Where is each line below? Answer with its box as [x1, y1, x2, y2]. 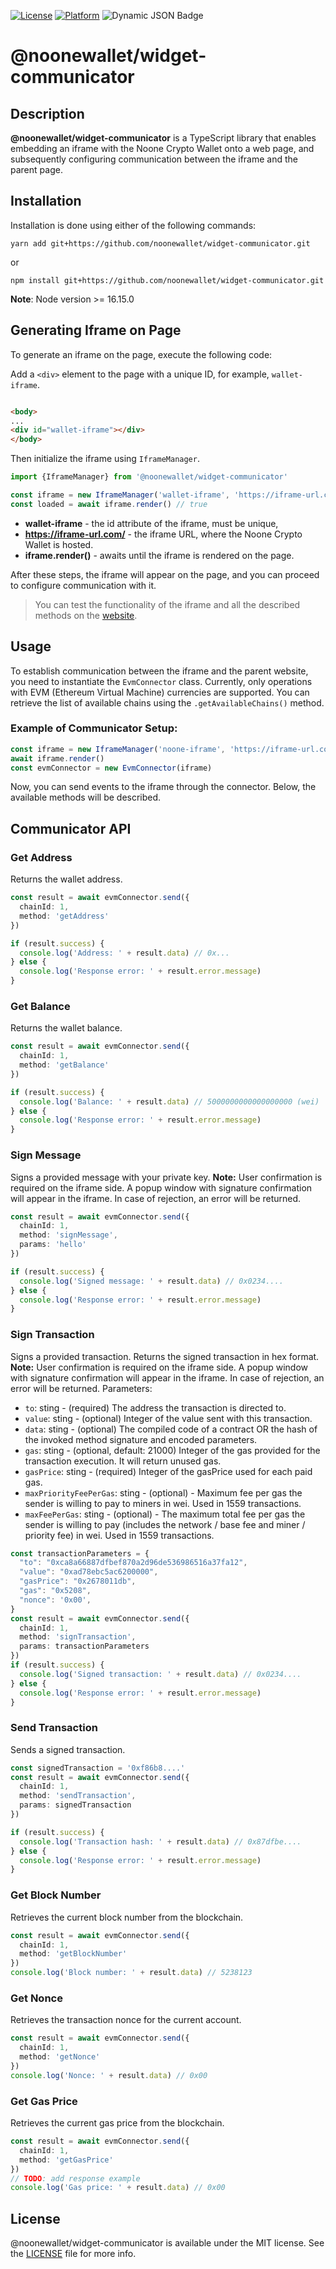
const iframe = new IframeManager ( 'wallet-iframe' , [10, 490, 230, 500]
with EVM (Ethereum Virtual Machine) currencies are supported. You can [10, 686, 310, 698]
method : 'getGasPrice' [19, 2155, 114, 2165]
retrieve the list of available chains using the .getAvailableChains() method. [10, 696, 325, 709]
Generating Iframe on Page [10, 322, 182, 339]
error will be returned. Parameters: [10, 1382, 153, 1394]
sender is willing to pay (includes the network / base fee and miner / [24, 1518, 306, 1530]
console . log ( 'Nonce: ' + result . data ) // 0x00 [10, 2070, 208, 2080]
